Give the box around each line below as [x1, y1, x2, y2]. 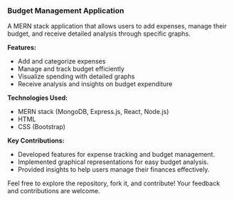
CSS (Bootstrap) [17, 123, 66, 131]
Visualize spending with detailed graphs [17, 72, 135, 81]
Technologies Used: [7, 93, 68, 102]
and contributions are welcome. [7, 187, 101, 195]
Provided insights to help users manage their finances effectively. [17, 165, 210, 174]
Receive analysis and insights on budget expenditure [17, 80, 173, 88]
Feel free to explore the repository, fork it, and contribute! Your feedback [7, 179, 220, 187]
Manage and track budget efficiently [17, 65, 124, 73]
